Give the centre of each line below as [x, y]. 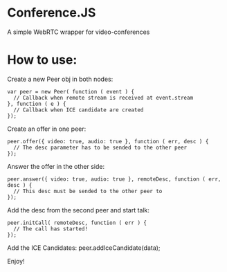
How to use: [42, 60]
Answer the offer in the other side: [56, 166]
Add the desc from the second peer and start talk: [79, 210]
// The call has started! [51, 229]
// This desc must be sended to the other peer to [88, 191]
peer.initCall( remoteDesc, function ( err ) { [77, 223]
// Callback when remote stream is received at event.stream [103, 98]
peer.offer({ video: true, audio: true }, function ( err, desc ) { [108, 141]
